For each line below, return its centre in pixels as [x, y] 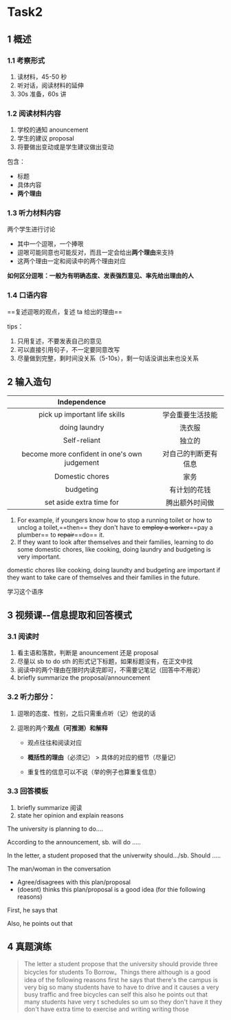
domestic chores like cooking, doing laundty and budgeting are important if [114, 570]
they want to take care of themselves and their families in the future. [104, 577]
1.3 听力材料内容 [34, 213]
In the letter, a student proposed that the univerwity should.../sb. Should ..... [114, 855]
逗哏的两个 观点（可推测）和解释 [62, 728]
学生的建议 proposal [45, 138]
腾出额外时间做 [190, 502]
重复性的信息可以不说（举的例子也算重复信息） [93, 771]
